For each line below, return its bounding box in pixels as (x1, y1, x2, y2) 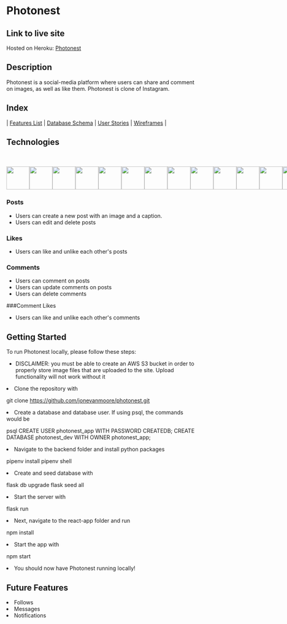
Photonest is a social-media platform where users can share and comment (6, 78, 195, 86)
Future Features (6, 582, 69, 593)
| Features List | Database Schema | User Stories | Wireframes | (6, 119, 167, 127)
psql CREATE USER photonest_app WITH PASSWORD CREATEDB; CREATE (6, 427, 195, 435)
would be (6, 415, 30, 423)
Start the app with (14, 541, 59, 548)
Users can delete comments (15, 290, 87, 298)
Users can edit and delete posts (15, 219, 96, 226)
